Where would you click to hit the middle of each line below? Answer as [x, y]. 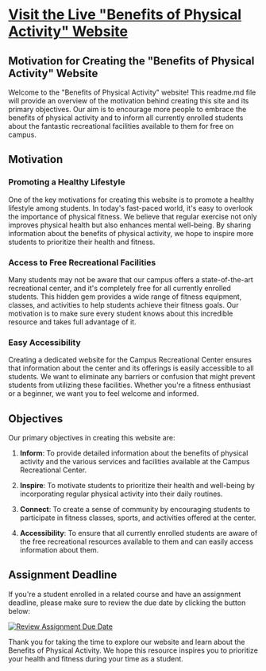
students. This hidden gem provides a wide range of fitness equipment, [125, 297]
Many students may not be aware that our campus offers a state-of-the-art [131, 279]
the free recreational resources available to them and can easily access [137, 541]
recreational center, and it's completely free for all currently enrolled [120, 288]
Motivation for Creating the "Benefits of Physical [131, 61]
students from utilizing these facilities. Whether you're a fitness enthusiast [130, 385]
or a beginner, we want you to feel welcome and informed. [104, 394]
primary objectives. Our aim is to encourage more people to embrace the [127, 109]
